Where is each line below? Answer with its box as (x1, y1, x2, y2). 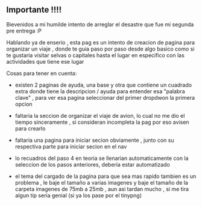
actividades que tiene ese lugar (6, 58, 84, 65)
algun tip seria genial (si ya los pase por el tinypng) (14, 192, 142, 199)
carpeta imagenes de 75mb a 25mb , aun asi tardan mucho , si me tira (14, 185, 189, 192)
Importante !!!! (6, 5, 62, 15)
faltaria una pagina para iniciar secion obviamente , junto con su (14, 136, 174, 144)
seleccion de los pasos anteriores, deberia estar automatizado (14, 161, 170, 168)
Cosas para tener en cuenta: (6, 69, 77, 77)
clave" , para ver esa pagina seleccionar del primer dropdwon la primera (14, 94, 195, 101)
